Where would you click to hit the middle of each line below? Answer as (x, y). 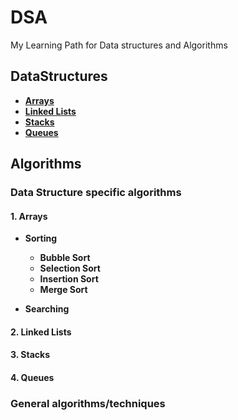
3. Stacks (30, 355)
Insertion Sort (69, 279)
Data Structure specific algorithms (96, 193)
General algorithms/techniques (88, 403)
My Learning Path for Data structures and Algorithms (119, 45)
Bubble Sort (65, 258)
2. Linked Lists (41, 332)
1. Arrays (29, 216)
